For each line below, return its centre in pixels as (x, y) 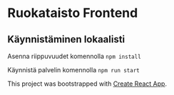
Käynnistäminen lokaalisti (66, 39)
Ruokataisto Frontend (73, 13)
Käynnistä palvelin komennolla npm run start (74, 70)
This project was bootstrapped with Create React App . (87, 84)
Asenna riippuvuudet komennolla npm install (74, 56)
